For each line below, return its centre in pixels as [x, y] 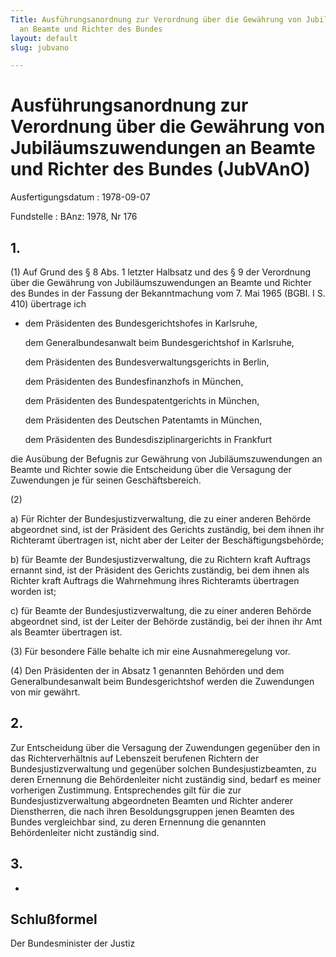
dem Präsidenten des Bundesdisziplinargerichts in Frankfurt [148, 439]
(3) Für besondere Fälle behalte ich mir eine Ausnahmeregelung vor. [150, 651]
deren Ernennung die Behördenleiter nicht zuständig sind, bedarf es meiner [166, 779]
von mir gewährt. [45, 692]
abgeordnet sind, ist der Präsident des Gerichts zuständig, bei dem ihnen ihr [167, 529]
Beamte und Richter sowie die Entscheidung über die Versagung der [151, 469]
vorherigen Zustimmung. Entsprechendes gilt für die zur [126, 790]
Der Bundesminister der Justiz [73, 943]
